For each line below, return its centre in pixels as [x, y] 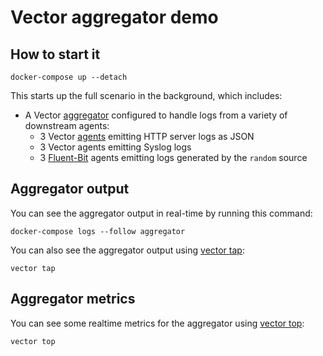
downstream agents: [67, 125]
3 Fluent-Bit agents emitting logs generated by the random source [173, 157]
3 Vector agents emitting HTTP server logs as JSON [147, 136]
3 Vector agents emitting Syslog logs [115, 147]
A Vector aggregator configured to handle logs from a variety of [156, 115]
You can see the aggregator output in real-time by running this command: [161, 213]
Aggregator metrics [73, 299]
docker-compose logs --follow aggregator [98, 231]
